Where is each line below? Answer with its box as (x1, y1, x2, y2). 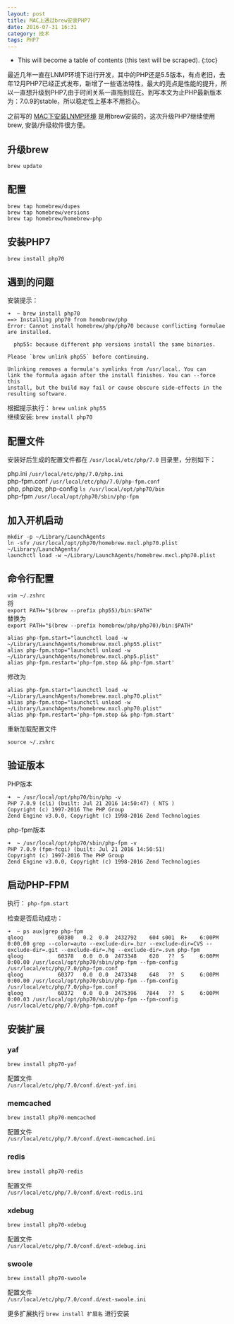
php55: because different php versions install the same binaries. (13, 341, 216, 348)
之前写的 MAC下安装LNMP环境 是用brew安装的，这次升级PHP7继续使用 (7, 112, 216, 121)
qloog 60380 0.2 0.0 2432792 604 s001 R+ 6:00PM (7, 934, 219, 941)
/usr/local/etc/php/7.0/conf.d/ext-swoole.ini (7, 1296, 147, 1304)
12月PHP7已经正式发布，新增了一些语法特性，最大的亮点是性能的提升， (13, 79, 221, 88)
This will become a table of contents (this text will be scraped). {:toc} (17, 56, 218, 64)
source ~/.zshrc (7, 739, 55, 746)
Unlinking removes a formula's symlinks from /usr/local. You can (7, 366, 207, 373)
